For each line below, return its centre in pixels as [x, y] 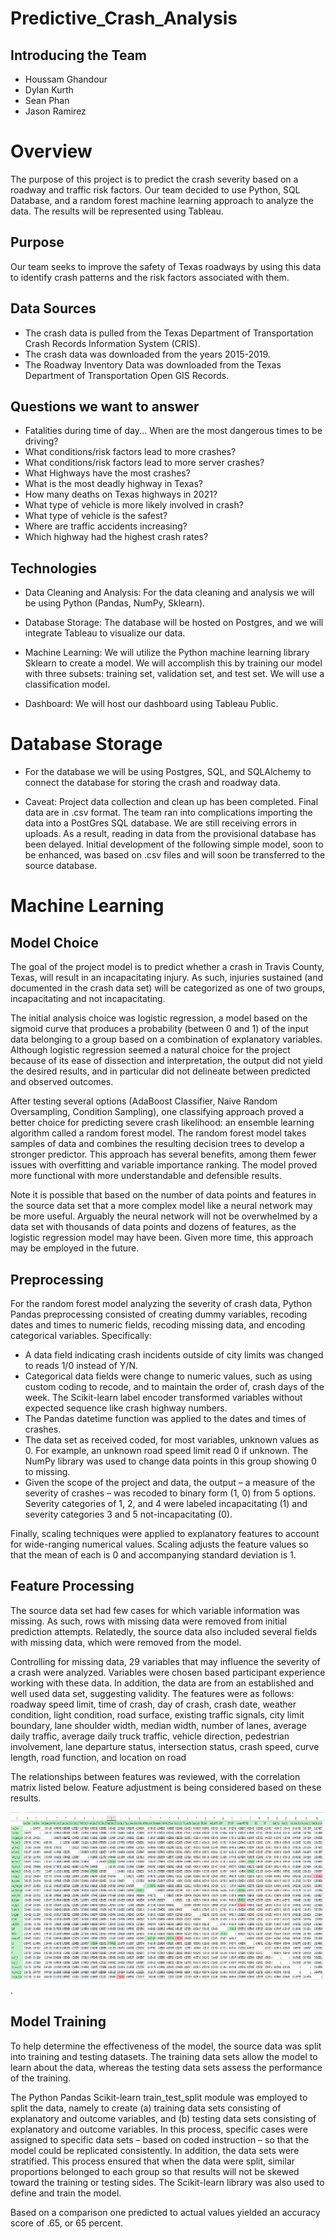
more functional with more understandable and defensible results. [146, 1176]
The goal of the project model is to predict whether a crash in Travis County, [167, 967]
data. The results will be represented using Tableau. [117, 211]
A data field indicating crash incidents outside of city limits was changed [174, 1354]
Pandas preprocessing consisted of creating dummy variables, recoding [159, 1314]
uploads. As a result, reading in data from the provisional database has [170, 834]
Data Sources [53, 308]
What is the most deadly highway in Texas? [113, 484]
